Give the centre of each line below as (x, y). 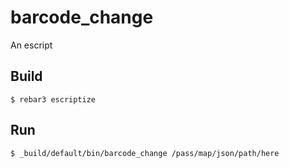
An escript (31, 45)
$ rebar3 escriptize (53, 99)
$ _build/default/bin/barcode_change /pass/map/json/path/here (145, 153)
